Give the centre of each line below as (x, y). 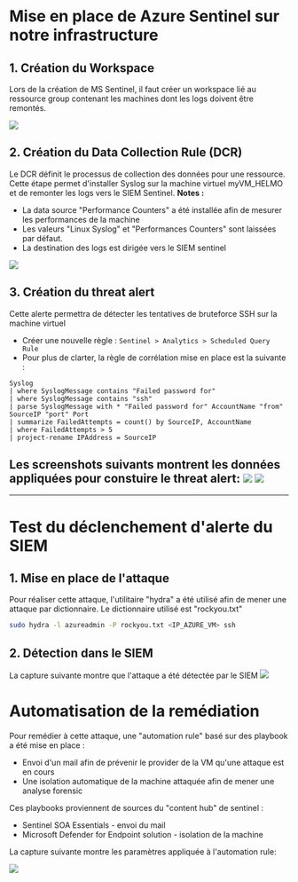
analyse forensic (52, 791)
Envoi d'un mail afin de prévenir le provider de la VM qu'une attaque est (153, 763)
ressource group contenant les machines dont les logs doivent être (132, 98)
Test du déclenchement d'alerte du (141, 527)
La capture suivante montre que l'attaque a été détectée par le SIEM (134, 675)
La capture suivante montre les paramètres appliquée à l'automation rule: (143, 852)
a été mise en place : (47, 745)
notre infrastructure (84, 35)
